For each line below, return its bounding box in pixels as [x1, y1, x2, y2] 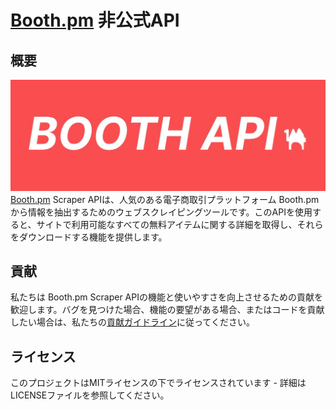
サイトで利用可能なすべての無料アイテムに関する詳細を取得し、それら [36, 218, 324, 230]
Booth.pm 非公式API [10, 9, 180, 32]
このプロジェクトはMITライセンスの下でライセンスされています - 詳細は [10, 377, 307, 389]
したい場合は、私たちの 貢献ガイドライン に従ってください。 [10, 316, 255, 328]
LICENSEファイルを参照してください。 [10, 389, 170, 401]
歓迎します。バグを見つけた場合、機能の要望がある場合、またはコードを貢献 [10, 304, 325, 316]
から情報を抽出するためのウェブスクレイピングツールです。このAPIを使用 [10, 206, 313, 218]
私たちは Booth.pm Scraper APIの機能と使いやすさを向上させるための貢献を [10, 291, 323, 303]
